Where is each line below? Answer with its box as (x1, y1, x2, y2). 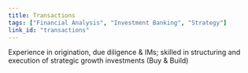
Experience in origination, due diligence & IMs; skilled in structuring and (8, 48, 241, 57)
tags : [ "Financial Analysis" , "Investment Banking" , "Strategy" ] (8, 19, 227, 27)
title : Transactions (8, 11, 76, 20)
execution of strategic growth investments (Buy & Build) (8, 56, 189, 65)
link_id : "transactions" (8, 26, 90, 34)
